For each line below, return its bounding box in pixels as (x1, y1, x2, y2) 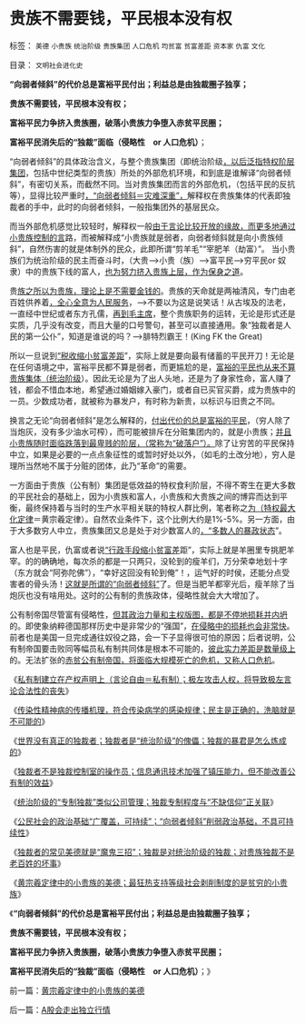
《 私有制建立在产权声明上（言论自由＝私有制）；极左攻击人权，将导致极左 (9, 673, 284, 684)
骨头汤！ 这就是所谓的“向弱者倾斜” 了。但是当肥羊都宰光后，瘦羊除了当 (33, 578, 295, 589)
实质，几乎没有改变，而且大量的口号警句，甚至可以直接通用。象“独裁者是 (9, 319, 284, 330)
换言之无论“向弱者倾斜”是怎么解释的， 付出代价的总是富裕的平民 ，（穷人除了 (9, 414, 291, 425)
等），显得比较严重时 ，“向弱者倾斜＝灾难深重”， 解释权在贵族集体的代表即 (9, 190, 283, 201)
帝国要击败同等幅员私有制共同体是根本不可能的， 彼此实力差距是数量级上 (25, 642, 296, 654)
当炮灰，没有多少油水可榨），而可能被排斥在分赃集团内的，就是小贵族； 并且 (9, 426, 292, 437)
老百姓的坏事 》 (9, 858, 65, 869)
